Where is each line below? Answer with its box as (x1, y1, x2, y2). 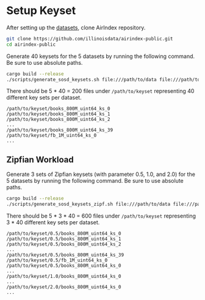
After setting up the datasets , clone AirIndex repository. (6, 24, 146, 31)
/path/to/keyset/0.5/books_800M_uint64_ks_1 (6, 236, 121, 242)
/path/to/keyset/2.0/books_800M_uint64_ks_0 (6, 284, 121, 290)
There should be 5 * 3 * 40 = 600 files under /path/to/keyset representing (6, 212, 196, 219)
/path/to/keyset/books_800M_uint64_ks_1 (6, 111, 111, 117)
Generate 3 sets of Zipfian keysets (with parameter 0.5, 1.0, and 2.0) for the (6, 170, 195, 178)
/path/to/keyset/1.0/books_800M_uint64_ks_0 (6, 273, 121, 279)
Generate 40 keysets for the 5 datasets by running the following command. (6, 53, 195, 60)
